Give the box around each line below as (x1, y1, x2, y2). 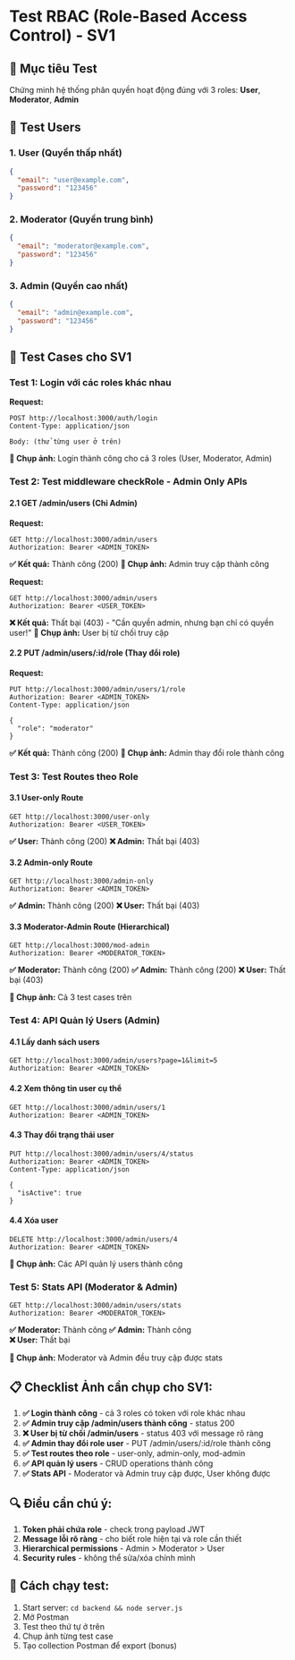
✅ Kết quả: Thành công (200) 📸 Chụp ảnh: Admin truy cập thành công (9, 558, 270, 569)
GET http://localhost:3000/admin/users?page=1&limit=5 (9, 1056, 218, 1065)
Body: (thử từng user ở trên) (9, 437, 122, 446)
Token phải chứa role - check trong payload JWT (21, 1523, 206, 1535)
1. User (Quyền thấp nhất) (9, 147, 122, 159)
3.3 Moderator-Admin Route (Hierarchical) (9, 921, 170, 932)
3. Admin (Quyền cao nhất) (9, 279, 129, 292)
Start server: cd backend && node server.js (21, 1602, 183, 1613)
